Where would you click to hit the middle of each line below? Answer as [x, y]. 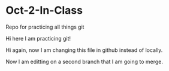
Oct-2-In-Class [44, 10]
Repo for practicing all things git [45, 27]
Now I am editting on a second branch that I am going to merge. [84, 61]
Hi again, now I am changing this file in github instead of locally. [84, 50]
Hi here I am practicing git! [38, 38]
